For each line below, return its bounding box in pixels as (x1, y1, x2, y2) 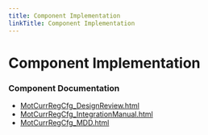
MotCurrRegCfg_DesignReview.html (19, 100, 139, 110)
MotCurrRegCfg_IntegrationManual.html (19, 109, 153, 119)
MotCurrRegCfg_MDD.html (19, 117, 110, 127)
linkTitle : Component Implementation (8, 19, 135, 27)
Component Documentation (8, 82, 120, 93)
